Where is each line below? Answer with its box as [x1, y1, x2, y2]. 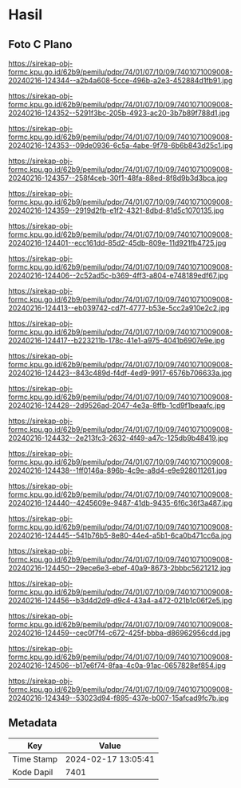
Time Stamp [12, 754, 58, 765]
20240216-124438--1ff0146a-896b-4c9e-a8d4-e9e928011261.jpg [8, 466, 227, 475]
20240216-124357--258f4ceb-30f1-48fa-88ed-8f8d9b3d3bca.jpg [8, 174, 227, 182]
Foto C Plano [8, 38, 73, 51]
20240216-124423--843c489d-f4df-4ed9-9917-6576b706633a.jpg [8, 368, 232, 378]
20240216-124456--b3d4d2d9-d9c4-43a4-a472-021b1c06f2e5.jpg [8, 596, 233, 605]
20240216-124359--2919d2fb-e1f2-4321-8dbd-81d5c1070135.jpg [8, 206, 225, 215]
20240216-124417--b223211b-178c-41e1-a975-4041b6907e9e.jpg [8, 336, 225, 345]
